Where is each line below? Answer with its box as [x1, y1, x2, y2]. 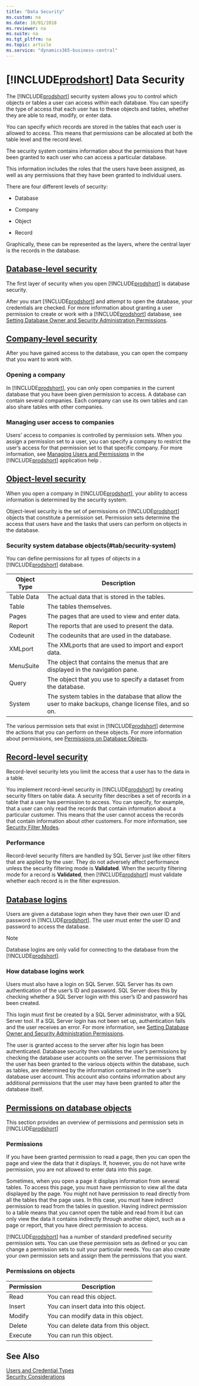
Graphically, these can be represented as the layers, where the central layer [6, 240, 191, 247]
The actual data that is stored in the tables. [47, 593, 166, 601]
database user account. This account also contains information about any [6, 1073, 186, 1081]
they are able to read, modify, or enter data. [6, 111, 113, 119]
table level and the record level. [6, 136, 83, 143]
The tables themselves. [47, 603, 112, 611]
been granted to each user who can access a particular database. [6, 153, 167, 160]
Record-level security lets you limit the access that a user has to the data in [6, 768, 190, 775]
